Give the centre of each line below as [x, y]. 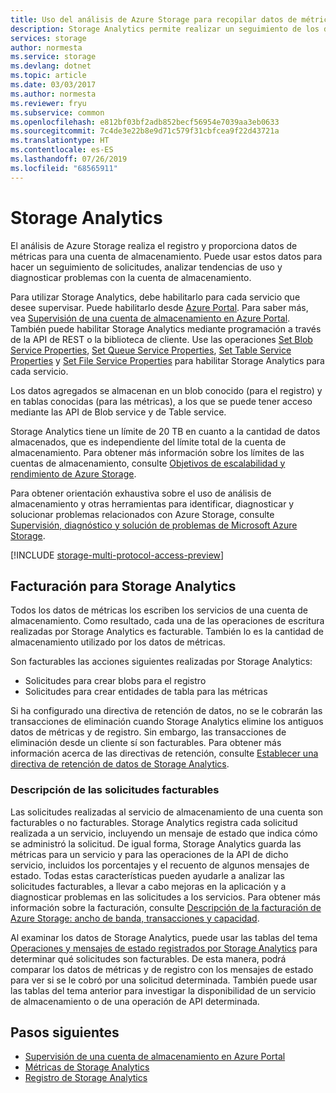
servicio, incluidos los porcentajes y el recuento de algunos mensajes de [160, 865]
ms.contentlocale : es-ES [62, 150]
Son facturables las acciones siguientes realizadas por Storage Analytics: [161, 662]
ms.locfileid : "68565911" [64, 168]
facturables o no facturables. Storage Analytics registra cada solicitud [154, 822]
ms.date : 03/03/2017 [53, 85]
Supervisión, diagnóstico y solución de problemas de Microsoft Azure [154, 525]
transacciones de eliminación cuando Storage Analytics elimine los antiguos [167, 722]
